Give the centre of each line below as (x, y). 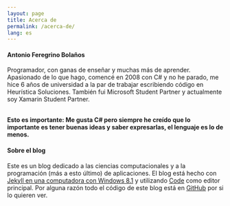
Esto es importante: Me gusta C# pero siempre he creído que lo (99, 120)
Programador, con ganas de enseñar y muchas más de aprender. (99, 70)
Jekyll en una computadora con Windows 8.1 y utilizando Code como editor (114, 181)
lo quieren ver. (27, 195)
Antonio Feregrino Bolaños (46, 54)
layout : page (26, 13)
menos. (18, 134)
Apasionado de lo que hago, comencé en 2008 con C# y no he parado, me (113, 77)
